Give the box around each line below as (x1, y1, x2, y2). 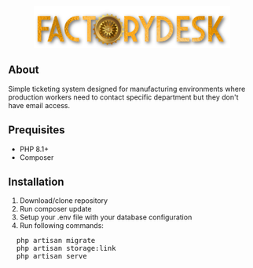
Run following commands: (19, 221, 104, 230)
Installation (8, 175, 64, 188)
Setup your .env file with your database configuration (19, 212, 192, 222)
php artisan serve (16, 252, 88, 261)
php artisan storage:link (16, 244, 116, 253)
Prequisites (8, 124, 65, 137)
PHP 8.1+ (19, 144, 49, 154)
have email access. (8, 100, 71, 110)
